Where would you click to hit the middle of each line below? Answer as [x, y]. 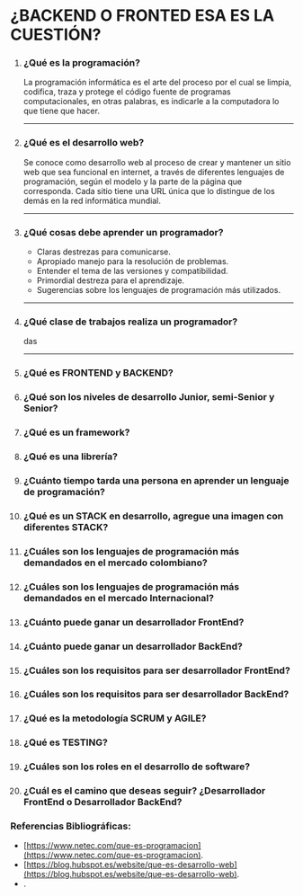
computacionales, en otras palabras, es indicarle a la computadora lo [151, 102]
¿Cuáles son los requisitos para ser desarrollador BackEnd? [156, 695]
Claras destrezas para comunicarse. [104, 252]
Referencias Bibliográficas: [71, 826]
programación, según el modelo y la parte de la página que [132, 182]
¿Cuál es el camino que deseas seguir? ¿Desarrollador [144, 791]
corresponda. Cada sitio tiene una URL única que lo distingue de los [149, 191]
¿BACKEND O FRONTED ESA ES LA [143, 16]
